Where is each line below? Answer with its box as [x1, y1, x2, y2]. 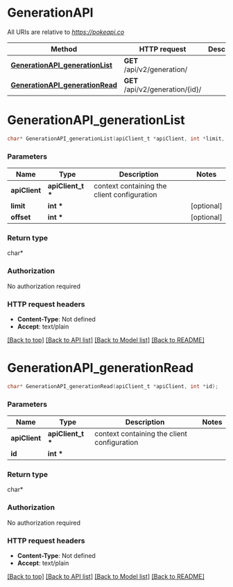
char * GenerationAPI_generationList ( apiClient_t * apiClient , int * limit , [7, 135, 225, 142]
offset [10, 213, 31, 222]
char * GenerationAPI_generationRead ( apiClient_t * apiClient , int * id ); [7, 383, 218, 389]
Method [51, 44, 78, 53]
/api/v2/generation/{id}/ [123, 85, 202, 94]
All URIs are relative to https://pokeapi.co [7, 28, 125, 36]
